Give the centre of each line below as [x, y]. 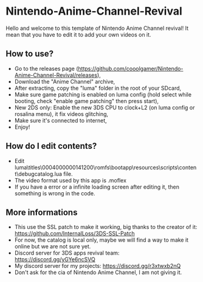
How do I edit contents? [51, 146]
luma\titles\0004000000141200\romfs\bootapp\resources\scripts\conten [105, 167]
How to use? [30, 54]
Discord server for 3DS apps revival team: [67, 253]
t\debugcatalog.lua [38, 174]
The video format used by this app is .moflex [71, 180]
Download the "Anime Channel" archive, [65, 81]
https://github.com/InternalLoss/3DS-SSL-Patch [74, 234]
